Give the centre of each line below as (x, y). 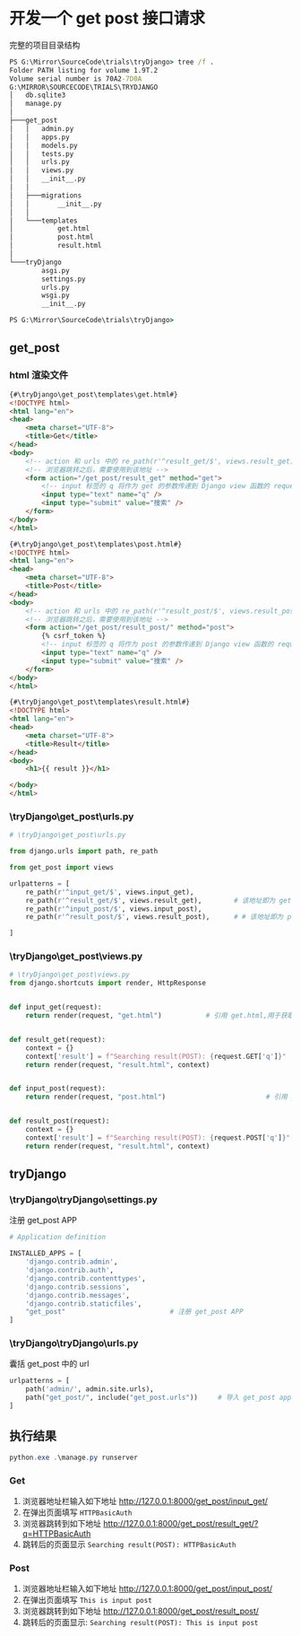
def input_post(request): (57, 1089)
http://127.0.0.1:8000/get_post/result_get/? (181, 1523)
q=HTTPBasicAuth (56, 1533)
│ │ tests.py (42, 153)
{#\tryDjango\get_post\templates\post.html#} (95, 544)
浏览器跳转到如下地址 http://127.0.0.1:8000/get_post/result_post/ (141, 1611)
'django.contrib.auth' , (70, 1271)
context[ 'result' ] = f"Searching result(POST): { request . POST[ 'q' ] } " (158, 1137)
